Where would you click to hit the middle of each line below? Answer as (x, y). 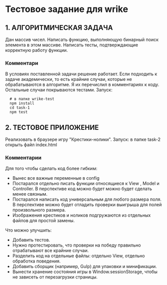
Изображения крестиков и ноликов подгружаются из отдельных (82, 215)
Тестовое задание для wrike (67, 9)
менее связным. (30, 194)
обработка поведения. (36, 261)
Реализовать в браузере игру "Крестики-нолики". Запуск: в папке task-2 (83, 140)
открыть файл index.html (31, 145)
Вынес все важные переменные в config (56, 178)
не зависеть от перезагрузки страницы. (55, 277)
